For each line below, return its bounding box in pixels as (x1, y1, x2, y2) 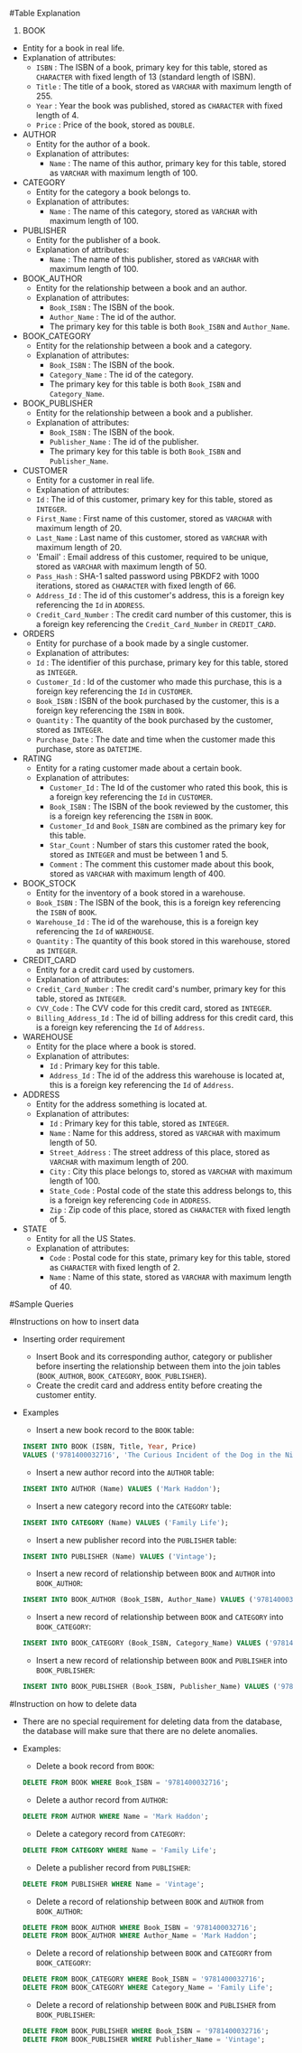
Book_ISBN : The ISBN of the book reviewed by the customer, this (49, 802, 288, 811)
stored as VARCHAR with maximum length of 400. (49, 868, 226, 879)
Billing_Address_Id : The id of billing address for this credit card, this (35, 1012, 294, 1023)
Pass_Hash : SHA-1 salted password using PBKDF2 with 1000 (35, 571, 260, 581)
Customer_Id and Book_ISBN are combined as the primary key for (49, 820, 287, 830)
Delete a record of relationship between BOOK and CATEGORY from (35, 1947, 272, 1959)
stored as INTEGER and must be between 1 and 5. (49, 849, 228, 859)
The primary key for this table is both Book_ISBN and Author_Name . (49, 321, 290, 332)
